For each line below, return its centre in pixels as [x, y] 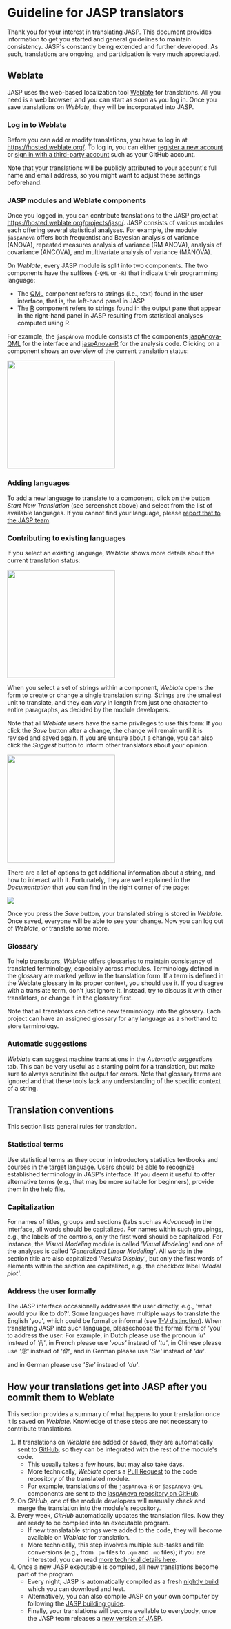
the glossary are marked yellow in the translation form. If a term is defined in [115, 976]
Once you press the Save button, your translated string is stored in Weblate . [115, 913]
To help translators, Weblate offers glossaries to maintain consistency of [110, 961]
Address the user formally [52, 1291]
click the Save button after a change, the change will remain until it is [105, 730]
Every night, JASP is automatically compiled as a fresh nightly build [123, 1582]
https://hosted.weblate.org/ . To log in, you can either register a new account [115, 147]
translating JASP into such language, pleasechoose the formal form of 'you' [115, 1328]
